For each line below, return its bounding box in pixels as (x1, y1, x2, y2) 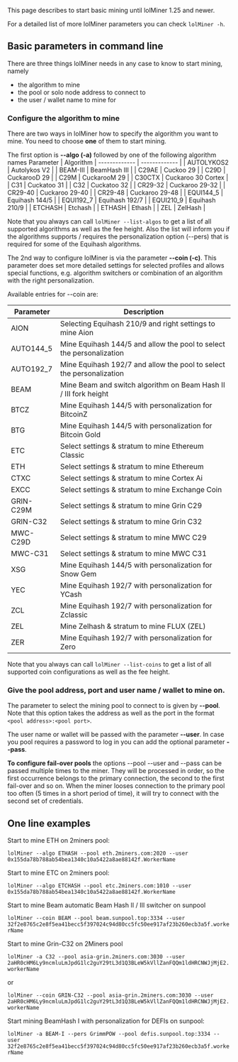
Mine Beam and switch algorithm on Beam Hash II (59, 380, 225, 390)
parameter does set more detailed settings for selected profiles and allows (7, 261, 225, 270)
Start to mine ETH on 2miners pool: (7, 836, 110, 845)
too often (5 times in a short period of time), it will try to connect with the (7, 789, 220, 798)
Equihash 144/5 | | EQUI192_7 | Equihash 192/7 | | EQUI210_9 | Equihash (7, 196, 216, 204)
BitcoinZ (59, 410, 88, 420)
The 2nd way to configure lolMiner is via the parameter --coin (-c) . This (7, 253, 217, 262)
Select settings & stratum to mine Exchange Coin (59, 485, 222, 495)
